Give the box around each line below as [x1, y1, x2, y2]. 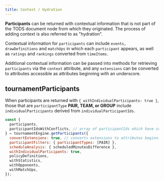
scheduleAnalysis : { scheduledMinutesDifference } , [9, 144, 117, 149]
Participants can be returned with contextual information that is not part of [5, 20, 156, 26]
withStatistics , [9, 158, 42, 163]
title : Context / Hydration [5, 7, 62, 12]
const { [5, 118, 21, 122]
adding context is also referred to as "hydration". [5, 31, 103, 37]
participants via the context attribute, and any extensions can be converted [5, 65, 159, 71]
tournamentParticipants [5, 85, 80, 93]
